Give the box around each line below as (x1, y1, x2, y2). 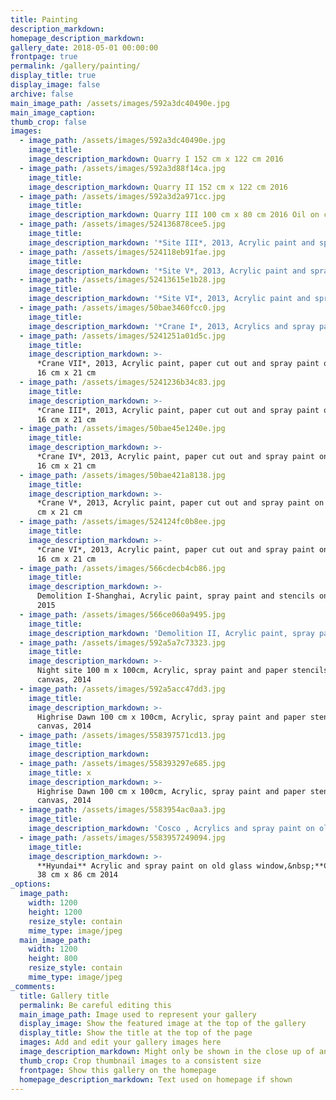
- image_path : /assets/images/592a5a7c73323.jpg (19, 637, 226, 648)
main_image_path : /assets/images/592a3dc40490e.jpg (10, 98, 230, 108)
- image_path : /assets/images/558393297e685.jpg (19, 758, 226, 768)
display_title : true (10, 71, 97, 81)
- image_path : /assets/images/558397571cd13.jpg (19, 731, 226, 741)
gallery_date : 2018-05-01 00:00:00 (10, 42, 159, 53)
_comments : (10, 981, 56, 991)
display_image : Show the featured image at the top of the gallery (19, 1019, 307, 1029)
